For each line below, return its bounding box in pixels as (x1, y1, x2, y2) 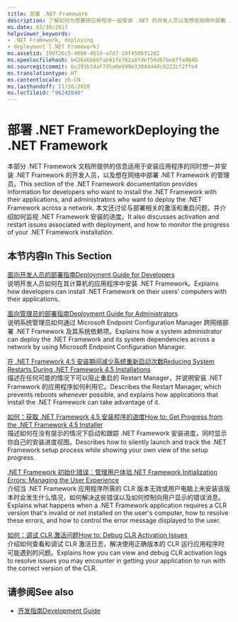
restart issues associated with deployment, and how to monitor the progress (7, 220, 230, 229)
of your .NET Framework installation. (7, 228, 114, 237)
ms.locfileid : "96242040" (7, 89, 84, 96)
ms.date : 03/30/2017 (7, 23, 69, 30)
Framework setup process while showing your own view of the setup (7, 446, 209, 454)
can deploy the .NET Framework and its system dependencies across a (7, 334, 215, 344)
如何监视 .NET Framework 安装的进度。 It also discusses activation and (13, 213, 220, 221)
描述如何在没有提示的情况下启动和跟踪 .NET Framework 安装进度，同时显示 (7, 429, 227, 437)
